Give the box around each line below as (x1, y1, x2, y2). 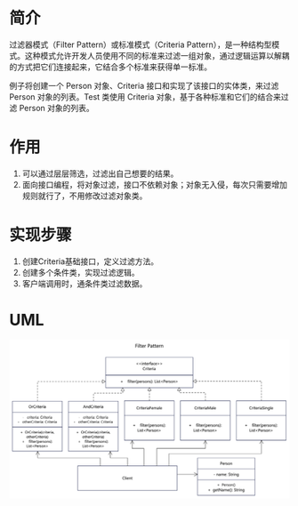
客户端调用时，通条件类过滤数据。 (21, 277, 148, 289)
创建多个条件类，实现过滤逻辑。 (21, 267, 140, 277)
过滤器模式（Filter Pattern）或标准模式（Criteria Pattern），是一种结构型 (9, 39, 272, 50)
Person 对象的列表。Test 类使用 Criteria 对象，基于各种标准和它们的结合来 (9, 91, 282, 102)
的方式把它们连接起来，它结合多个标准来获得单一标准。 (9, 61, 212, 72)
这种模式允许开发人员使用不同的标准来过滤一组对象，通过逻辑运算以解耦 (24, 50, 290, 60)
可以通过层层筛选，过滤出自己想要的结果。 (21, 168, 179, 179)
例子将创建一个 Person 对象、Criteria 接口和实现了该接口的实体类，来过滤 (9, 80, 279, 91)
